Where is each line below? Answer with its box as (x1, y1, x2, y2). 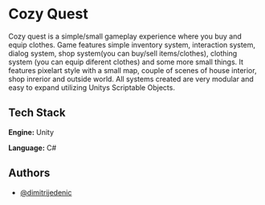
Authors (8, 166, 51, 180)
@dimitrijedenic (19, 187, 72, 197)
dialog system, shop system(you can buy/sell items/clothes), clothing (8, 48, 238, 58)
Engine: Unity (8, 127, 55, 137)
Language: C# (8, 142, 57, 153)
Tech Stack (8, 106, 66, 120)
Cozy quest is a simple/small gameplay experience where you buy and (8, 31, 243, 41)
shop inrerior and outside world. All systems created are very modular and (8, 74, 255, 84)
